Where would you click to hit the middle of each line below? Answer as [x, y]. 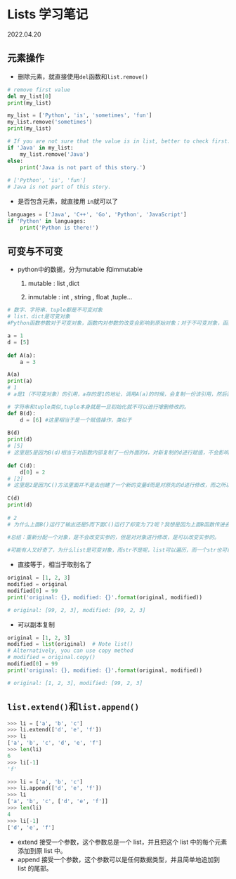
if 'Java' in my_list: [40, 148]
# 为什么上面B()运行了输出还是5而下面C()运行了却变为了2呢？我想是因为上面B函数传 [113, 524]
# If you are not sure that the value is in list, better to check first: [119, 141]
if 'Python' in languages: [47, 221]
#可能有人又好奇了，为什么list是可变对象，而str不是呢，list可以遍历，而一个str [112, 550]
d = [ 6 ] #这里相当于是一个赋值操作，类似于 [76, 420]
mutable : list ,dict [53, 284]
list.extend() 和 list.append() [73, 707]
